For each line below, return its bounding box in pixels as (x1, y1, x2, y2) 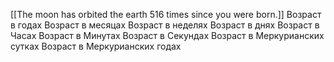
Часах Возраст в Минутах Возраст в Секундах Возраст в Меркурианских (10, 30, 325, 41)
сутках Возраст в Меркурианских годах (10, 40, 182, 52)
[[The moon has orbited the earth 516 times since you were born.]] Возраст (10, 9, 322, 20)
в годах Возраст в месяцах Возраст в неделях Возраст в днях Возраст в (10, 19, 320, 31)
